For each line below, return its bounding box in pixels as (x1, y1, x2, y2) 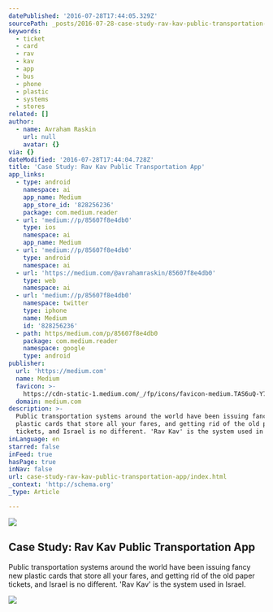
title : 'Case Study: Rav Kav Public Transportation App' (8, 163, 206, 171)
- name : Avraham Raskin (15, 125, 96, 133)
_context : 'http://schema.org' (8, 480, 115, 488)
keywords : (8, 27, 42, 35)
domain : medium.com (15, 397, 82, 406)
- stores (15, 102, 45, 111)
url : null (23, 132, 57, 141)
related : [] (8, 111, 49, 119)
